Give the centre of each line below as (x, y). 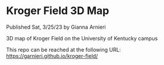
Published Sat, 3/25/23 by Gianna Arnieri (56, 27)
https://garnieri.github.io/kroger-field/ (52, 56)
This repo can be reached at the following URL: (64, 49)
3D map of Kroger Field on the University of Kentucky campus (82, 38)
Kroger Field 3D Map (58, 11)
